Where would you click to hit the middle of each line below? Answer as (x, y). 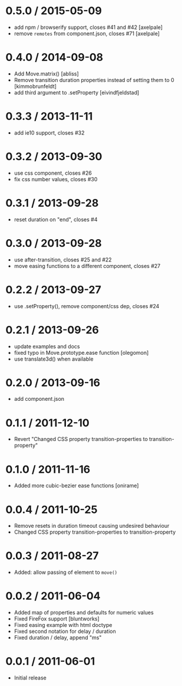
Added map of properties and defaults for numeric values (84, 613)
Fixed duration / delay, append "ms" (58, 638)
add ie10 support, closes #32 (49, 133)
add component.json (39, 399)
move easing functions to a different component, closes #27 (87, 266)
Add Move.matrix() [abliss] (46, 73)
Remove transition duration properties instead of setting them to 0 (94, 80)
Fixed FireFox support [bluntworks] (57, 619)
